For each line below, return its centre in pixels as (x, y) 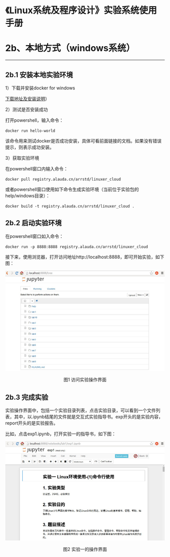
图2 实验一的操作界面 (85, 549)
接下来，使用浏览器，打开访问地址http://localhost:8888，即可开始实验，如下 (85, 257)
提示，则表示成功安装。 (30, 147)
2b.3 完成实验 (27, 397)
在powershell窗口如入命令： (34, 236)
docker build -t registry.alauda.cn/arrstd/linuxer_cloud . (70, 206)
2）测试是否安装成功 (27, 109)
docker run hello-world (30, 131)
